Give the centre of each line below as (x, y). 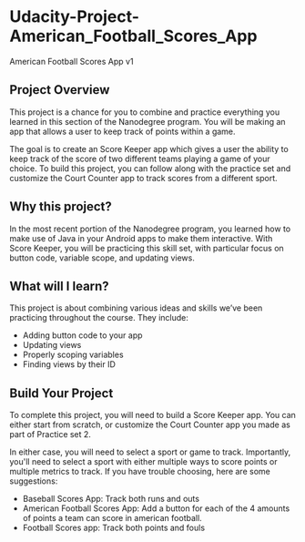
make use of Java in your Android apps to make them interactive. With (141, 238)
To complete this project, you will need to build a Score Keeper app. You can (152, 415)
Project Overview (60, 90)
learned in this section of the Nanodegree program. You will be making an (147, 121)
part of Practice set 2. (50, 435)
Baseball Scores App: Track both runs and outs (111, 499)
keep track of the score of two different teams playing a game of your (140, 159)
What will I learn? (59, 286)
